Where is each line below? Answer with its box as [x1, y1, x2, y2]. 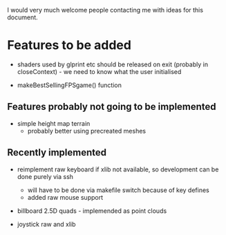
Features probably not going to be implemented [7, 101, 216, 113]
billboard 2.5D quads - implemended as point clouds [17, 207, 167, 215]
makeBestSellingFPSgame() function [17, 81, 122, 89]
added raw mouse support [27, 193, 104, 201]
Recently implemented [7, 147, 107, 158]
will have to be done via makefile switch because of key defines [27, 186, 209, 194]
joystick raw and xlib [17, 220, 76, 228]
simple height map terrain [17, 119, 91, 127]
